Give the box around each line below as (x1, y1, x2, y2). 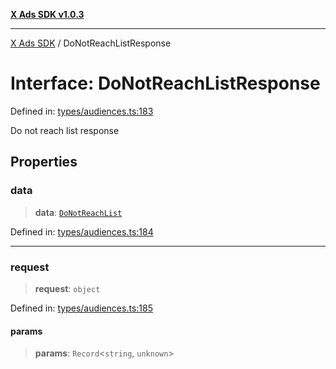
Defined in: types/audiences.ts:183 (10, 105, 154, 117)
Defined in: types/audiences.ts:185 (10, 302, 153, 314)
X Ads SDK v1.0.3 (10, 9, 85, 20)
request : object (34, 282, 101, 294)
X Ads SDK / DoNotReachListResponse (10, 37, 172, 49)
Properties (10, 154, 78, 171)
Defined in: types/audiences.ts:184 (10, 225, 154, 238)
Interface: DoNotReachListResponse (10, 72, 321, 95)
